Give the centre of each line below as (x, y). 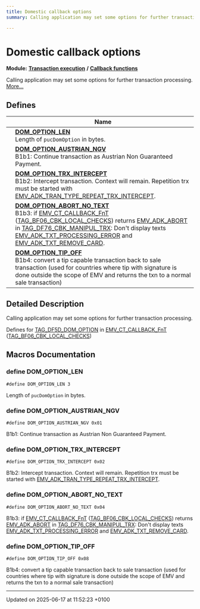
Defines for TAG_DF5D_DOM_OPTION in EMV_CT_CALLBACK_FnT (87, 330)
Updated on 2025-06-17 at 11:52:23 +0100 (58, 599)
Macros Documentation (51, 355)
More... (15, 86)
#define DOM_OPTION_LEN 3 (38, 384)
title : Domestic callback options (49, 12)
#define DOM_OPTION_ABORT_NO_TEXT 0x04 (56, 507)
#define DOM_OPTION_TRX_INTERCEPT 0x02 (56, 462)
